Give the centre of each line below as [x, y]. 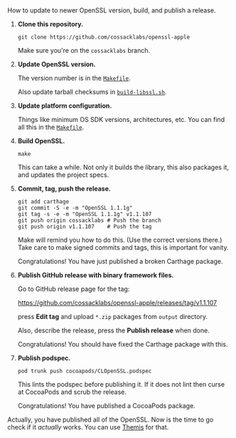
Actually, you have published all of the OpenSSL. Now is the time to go [111, 419]
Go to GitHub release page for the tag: [74, 289]
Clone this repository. [50, 24]
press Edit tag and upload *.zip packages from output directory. [113, 316]
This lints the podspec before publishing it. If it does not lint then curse [121, 384]
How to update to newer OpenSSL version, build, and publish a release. [112, 10]
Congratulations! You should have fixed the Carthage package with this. [123, 344]
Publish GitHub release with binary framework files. [96, 275]
